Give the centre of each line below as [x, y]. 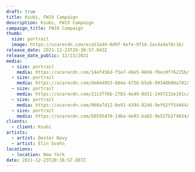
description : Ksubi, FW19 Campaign [50, 22]
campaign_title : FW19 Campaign [45, 28]
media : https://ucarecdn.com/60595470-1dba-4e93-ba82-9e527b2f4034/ [103, 116]
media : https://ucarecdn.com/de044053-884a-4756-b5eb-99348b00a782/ [103, 83]
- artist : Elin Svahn [38, 143]
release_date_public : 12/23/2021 [47, 56]
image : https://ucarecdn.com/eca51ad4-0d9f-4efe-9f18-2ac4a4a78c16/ [98, 45]
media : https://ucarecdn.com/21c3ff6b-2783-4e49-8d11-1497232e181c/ [103, 94]
